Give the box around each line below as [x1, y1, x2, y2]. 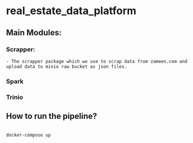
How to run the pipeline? [6, 111, 97, 121]
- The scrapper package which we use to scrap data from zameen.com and [6, 58, 188, 64]
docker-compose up [6, 132, 51, 138]
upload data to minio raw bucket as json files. [6, 64, 127, 69]
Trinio [6, 93, 23, 101]
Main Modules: [6, 28, 62, 38]
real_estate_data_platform [6, 4, 137, 18]
